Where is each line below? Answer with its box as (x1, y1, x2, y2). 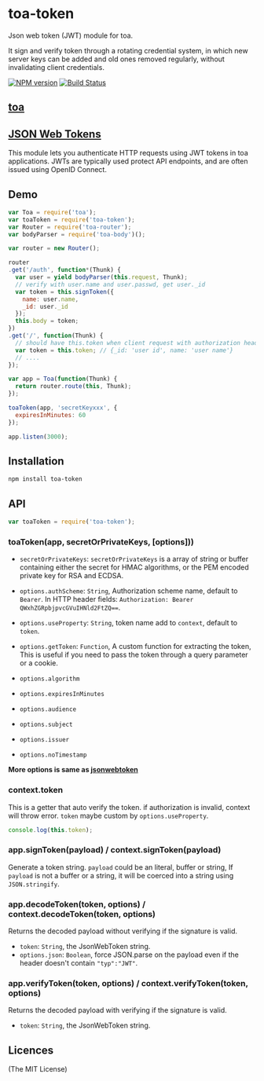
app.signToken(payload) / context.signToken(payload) (8, 845, 222, 856)
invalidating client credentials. (8, 62, 104, 71)
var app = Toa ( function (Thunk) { (8, 375, 118, 383)
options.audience (19, 705, 77, 713)
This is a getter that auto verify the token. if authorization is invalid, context (8, 802, 251, 812)
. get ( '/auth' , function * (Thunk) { (8, 266, 122, 274)
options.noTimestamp (19, 751, 87, 759)
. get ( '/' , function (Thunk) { (8, 332, 104, 340)
